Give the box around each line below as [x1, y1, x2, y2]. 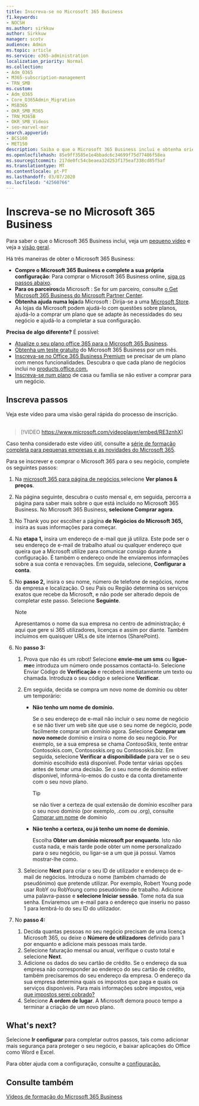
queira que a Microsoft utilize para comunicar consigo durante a [14, 548, 172, 555]
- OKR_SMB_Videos [6, 119, 49, 125]
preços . [14, 481, 34, 489]
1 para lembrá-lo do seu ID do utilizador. [23, 904, 121, 912]
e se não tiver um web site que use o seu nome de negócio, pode [32, 721, 192, 728]
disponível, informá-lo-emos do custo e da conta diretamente [32, 772, 182, 779]
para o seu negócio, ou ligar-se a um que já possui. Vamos [32, 849, 176, 856]
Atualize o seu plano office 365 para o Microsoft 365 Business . [14, 340, 169, 347]
